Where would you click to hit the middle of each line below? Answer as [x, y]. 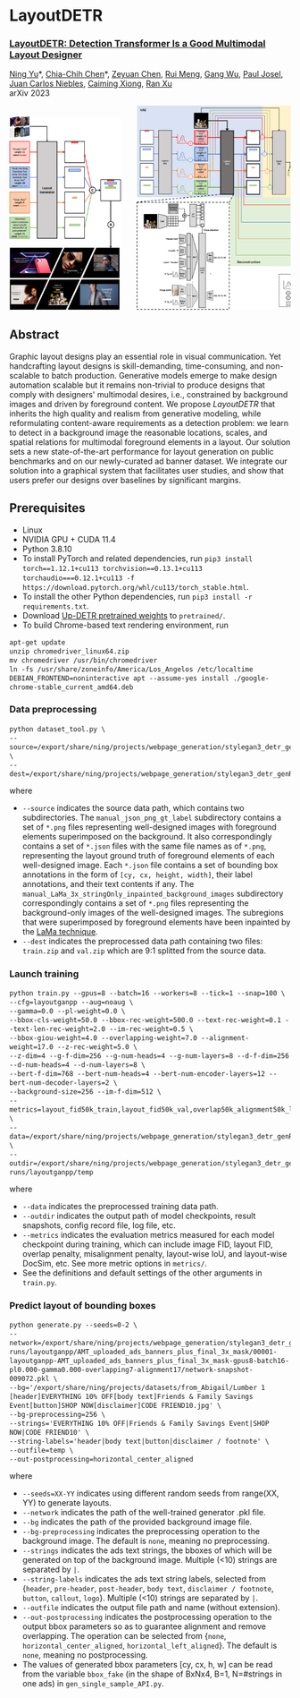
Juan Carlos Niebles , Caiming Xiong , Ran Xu [91, 84]
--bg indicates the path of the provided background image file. [137, 1522]
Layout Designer [46, 55]
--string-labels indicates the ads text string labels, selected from [144, 1579]
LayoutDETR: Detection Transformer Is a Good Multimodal [137, 44]
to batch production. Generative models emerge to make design [159, 375]
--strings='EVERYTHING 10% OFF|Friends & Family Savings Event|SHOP [139, 1424]
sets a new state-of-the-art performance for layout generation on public [142, 451]
